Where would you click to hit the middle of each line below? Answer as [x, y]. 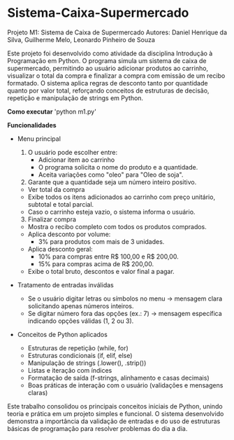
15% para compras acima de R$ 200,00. [96, 263]
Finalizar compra [52, 219]
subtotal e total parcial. [61, 204]
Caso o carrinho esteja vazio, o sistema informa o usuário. [111, 212]
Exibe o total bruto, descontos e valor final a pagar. [101, 271]
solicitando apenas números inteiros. [81, 305]
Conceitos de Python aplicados [63, 334]
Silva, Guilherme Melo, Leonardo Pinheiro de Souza [81, 39]
